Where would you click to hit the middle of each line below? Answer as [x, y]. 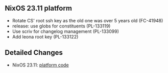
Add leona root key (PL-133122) [45, 36]
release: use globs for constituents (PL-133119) [61, 26]
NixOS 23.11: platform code [41, 65]
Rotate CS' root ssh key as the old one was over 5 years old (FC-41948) [88, 20]
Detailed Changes [34, 53]
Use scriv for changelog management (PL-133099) [66, 31]
